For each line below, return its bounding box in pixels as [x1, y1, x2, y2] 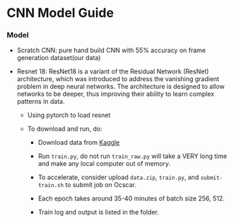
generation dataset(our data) [16, 54, 101, 62]
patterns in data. [16, 97, 65, 106]
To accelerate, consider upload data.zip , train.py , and [37, 173, 199, 181]
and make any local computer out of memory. [37, 159, 171, 168]
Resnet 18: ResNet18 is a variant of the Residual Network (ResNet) [16, 67, 209, 76]
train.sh [37, 182, 64, 189]
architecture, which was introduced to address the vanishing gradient [16, 75, 220, 83]
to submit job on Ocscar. [65, 181, 137, 189]
